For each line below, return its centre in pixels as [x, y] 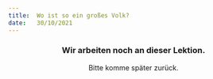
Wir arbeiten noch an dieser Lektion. [134, 51]
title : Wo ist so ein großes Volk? [69, 15]
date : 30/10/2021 [41, 23]
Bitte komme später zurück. [134, 67]
